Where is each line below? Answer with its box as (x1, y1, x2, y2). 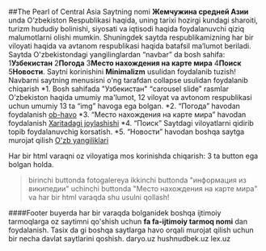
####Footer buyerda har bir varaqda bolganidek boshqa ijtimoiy (8, 208, 222, 217)
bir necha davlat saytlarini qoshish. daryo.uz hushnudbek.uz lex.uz (8, 234, 231, 243)
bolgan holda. (8, 160, 54, 169)
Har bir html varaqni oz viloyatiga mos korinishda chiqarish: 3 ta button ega (8, 151, 259, 161)
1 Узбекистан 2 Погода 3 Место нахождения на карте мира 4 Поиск (8, 58, 242, 68)
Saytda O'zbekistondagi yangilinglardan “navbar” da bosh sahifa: (8, 50, 226, 59)
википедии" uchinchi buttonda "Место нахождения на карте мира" (27, 184, 258, 193)
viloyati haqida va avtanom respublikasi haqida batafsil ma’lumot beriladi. (8, 41, 252, 51)
